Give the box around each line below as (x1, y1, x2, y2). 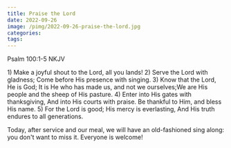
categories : (7, 29, 41, 37)
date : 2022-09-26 (7, 17, 57, 24)
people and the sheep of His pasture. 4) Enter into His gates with (7, 91, 192, 99)
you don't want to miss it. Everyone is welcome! (7, 133, 143, 142)
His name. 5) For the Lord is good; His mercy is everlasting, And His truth (7, 105, 215, 113)
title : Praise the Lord (7, 10, 76, 17)
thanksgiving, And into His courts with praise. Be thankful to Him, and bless (7, 98, 222, 106)
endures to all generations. (7, 112, 84, 121)
